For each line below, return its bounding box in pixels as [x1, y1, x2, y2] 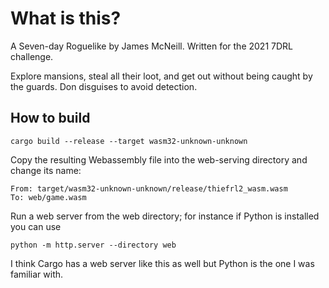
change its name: [10, 164, 82, 176]
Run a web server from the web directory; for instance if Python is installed [10, 210, 320, 222]
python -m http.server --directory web [10, 240, 177, 250]
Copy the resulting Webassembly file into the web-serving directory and [10, 153, 308, 166]
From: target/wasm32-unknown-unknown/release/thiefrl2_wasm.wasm [10, 183, 288, 194]
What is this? [10, 7, 122, 30]
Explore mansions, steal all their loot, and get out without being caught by [10, 70, 313, 82]
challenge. [10, 50, 54, 62]
